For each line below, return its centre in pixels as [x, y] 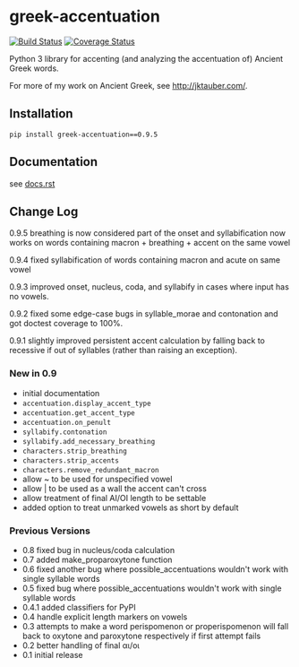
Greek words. [34, 68]
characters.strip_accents [70, 460]
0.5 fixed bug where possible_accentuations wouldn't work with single [152, 588]
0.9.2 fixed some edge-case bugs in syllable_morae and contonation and [144, 314]
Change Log [44, 211]
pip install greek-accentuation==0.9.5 [84, 134]
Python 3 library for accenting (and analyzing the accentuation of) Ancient [146, 58]
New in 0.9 [33, 374]
